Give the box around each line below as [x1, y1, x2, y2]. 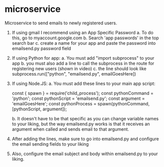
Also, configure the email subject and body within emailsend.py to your [11, 151, 158, 157]
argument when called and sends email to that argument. [11, 126, 129, 132]
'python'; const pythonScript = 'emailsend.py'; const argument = [11, 95, 145, 101]
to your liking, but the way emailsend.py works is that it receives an [11, 121, 150, 127]
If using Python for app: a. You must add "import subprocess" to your [11, 55, 155, 61]
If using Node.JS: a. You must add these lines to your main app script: [11, 81, 156, 86]
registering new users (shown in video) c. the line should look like [11, 66, 147, 72]
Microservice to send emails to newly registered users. [4, 20, 118, 26]
